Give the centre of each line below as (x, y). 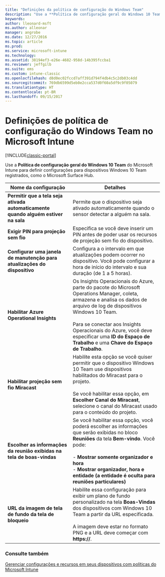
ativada (16, 202)
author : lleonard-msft (28, 23)
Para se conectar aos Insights (107, 324)
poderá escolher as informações (110, 426)
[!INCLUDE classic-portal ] (31, 155)
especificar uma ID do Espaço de (111, 336)
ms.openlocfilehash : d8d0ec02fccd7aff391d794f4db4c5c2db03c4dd (71, 78)
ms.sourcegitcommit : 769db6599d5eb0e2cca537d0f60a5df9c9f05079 (71, 83)
